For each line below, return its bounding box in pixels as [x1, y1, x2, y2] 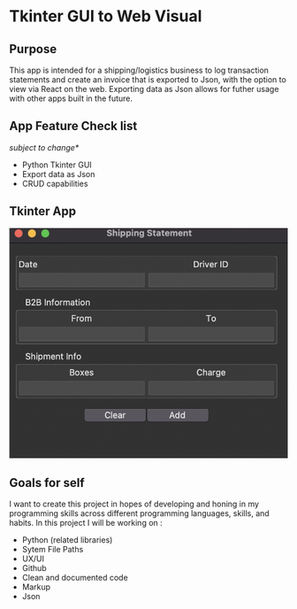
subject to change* [9, 142, 80, 152]
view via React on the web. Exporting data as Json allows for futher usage [9, 84, 279, 94]
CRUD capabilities [21, 178, 88, 189]
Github [21, 563, 47, 574]
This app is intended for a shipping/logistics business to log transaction [9, 65, 270, 75]
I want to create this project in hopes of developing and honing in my [9, 498, 259, 510]
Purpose [9, 42, 57, 57]
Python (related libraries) [21, 535, 113, 545]
